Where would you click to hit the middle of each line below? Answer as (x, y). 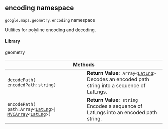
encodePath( (22, 105)
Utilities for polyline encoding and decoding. (51, 30)
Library (13, 41)
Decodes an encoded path (118, 79)
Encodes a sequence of (115, 106)
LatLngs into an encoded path (122, 113)
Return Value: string (113, 100)
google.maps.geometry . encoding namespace (50, 20)
